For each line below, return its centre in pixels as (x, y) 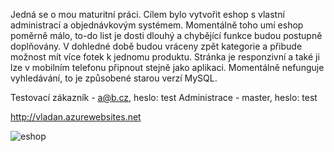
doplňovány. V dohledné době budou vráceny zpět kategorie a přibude (156, 46)
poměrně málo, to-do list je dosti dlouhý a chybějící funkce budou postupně (166, 35)
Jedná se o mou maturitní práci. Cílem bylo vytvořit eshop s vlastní (147, 14)
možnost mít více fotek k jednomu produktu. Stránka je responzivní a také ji (165, 57)
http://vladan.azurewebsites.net (76, 117)
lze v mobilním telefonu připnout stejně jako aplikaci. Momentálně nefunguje (167, 67)
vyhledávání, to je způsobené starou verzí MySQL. (114, 78)
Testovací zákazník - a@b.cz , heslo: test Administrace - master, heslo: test (164, 97)
